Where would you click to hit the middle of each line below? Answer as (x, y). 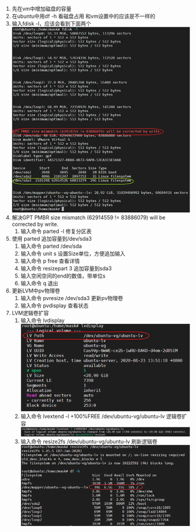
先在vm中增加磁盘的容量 (41, 9)
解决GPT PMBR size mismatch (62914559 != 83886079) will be (89, 218)
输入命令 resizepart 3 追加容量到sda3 (66, 269)
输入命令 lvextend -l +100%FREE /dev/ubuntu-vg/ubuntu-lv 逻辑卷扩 (104, 416)
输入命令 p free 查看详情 (50, 261)
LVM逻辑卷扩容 (30, 313)
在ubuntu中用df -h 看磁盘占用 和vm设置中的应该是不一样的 (83, 16)
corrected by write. (35, 224)
